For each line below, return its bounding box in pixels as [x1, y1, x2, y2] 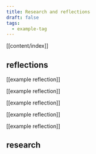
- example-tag [11, 25, 47, 32]
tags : [6, 20, 20, 26]
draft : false [6, 14, 39, 21]
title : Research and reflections [6, 8, 91, 15]
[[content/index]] [6, 42, 49, 50]
